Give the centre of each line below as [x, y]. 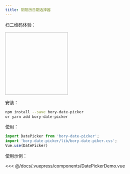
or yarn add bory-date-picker [37, 117]
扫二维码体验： [20, 25]
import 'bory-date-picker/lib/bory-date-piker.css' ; [61, 141]
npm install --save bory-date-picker [44, 112]
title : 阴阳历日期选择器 [28, 10]
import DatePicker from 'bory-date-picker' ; [52, 136]
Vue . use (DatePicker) [27, 146]
